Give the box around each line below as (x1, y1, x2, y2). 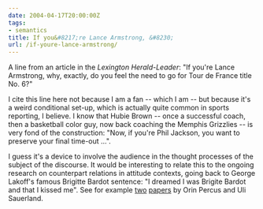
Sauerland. (8, 194, 43, 203)
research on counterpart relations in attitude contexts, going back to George (8, 169, 256, 178)
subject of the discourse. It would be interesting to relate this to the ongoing (8, 160, 254, 170)
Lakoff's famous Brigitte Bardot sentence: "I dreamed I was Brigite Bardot (8, 177, 246, 186)
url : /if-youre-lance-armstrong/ (8, 41, 118, 49)
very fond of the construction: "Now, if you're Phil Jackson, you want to (8, 128, 240, 138)
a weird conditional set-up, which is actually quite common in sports (8, 103, 230, 113)
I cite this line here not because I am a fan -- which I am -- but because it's (8, 95, 251, 104)
